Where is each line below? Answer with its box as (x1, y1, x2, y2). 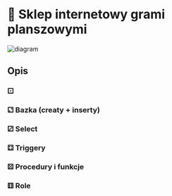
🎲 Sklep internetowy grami (7, 6, 166, 23)
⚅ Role (7, 180, 31, 190)
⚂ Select (7, 124, 38, 134)
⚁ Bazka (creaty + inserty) (7, 105, 100, 115)
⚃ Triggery (7, 143, 46, 153)
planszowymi (7, 21, 87, 37)
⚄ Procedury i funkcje (7, 161, 85, 171)
